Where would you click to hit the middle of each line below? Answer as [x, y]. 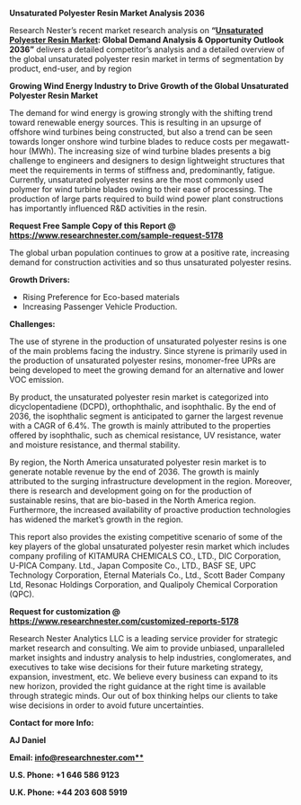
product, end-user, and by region [71, 68]
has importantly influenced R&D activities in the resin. [108, 208]
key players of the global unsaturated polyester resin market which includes [150, 546]
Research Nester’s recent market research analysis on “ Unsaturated [136, 30]
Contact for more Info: [52, 723]
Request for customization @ [65, 611]
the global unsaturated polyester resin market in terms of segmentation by [147, 59]
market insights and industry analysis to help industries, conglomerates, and [150, 658]
